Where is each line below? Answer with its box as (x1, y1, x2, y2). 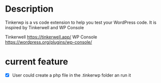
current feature (5, 56, 68, 67)
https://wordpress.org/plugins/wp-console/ (5, 39, 92, 45)
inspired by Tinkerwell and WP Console (5, 24, 84, 30)
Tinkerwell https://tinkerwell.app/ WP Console (5, 34, 98, 40)
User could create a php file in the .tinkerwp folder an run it (12, 72, 131, 78)
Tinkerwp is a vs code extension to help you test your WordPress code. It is (5, 19, 157, 25)
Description (5, 3, 54, 15)
